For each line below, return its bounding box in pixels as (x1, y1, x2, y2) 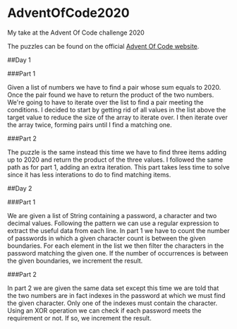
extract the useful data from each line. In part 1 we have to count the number (7, 226, 230, 234)
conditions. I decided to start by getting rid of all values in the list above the (7, 105, 226, 114)
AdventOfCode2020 (7, 5, 130, 21)
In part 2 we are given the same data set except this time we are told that (7, 284, 219, 292)
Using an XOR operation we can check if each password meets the (7, 306, 202, 315)
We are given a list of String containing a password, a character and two (7, 211, 217, 220)
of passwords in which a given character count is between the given (7, 234, 206, 242)
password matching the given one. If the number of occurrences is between (7, 249, 229, 257)
